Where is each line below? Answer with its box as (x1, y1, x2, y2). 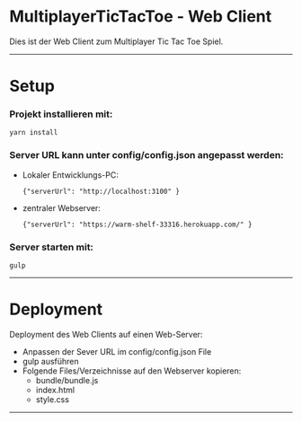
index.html (35, 384, 75, 395)
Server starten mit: (9, 241, 94, 253)
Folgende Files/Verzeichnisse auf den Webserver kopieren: (22, 365, 242, 376)
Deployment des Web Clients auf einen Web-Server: (9, 329, 203, 339)
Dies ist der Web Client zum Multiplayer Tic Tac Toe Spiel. (9, 36, 224, 47)
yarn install (9, 128, 58, 137)
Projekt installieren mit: (9, 108, 113, 120)
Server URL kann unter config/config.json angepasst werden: (9, 149, 285, 162)
